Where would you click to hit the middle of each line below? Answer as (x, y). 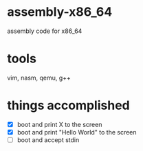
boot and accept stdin (48, 140)
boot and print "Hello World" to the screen (77, 132)
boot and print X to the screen (59, 124)
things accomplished (68, 105)
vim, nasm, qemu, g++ (39, 78)
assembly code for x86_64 (45, 31)
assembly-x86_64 (60, 12)
